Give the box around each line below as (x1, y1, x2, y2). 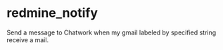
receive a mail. (6, 35, 49, 44)
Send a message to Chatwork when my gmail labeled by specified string (6, 28, 217, 37)
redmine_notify (6, 5, 98, 21)
